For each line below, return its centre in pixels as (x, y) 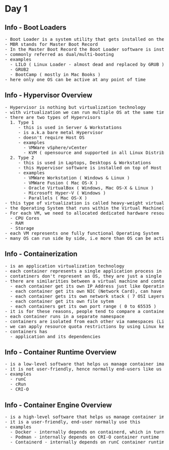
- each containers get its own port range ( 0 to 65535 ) (83, 306)
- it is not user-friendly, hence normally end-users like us (83, 369)
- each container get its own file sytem (62, 301)
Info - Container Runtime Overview (61, 352)
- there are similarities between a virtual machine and (77, 281)
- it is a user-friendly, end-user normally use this (73, 422)
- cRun (18, 384)
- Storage (22, 228)
